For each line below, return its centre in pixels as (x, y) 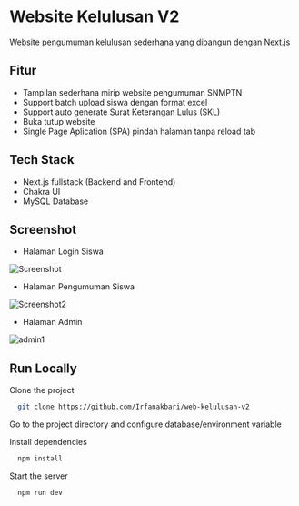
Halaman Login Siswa (63, 251)
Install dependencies (49, 442)
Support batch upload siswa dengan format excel (115, 102)
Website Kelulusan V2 (95, 17)
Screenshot (43, 229)
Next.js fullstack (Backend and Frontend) (99, 182)
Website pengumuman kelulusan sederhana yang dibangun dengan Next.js (150, 42)
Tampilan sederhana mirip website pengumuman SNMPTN (132, 92)
